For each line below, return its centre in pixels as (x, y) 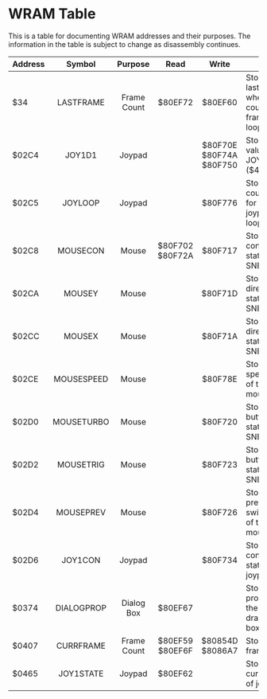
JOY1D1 (81, 154)
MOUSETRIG (81, 464)
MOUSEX (81, 336)
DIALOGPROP (81, 607)
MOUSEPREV (81, 512)
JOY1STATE (81, 674)
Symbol (81, 64)
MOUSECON (81, 250)
